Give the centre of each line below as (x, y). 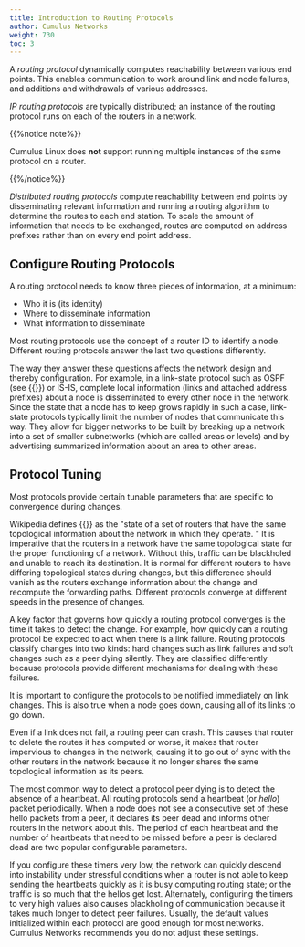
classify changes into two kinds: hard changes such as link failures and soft (152, 648)
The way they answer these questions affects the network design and (141, 368)
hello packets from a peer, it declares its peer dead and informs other (140, 817)
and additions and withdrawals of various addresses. (109, 89)
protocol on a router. (48, 162)
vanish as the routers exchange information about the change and (133, 582)
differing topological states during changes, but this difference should (141, 573)
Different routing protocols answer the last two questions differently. (138, 351)
